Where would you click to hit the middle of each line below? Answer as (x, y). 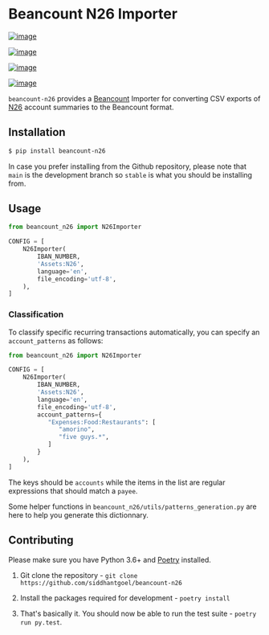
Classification (36, 314)
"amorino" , (77, 430)
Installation (37, 132)
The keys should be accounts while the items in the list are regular (117, 482)
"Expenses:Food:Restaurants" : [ (102, 422)
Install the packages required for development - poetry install (125, 598)
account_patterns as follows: (56, 340)
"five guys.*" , (84, 437)
